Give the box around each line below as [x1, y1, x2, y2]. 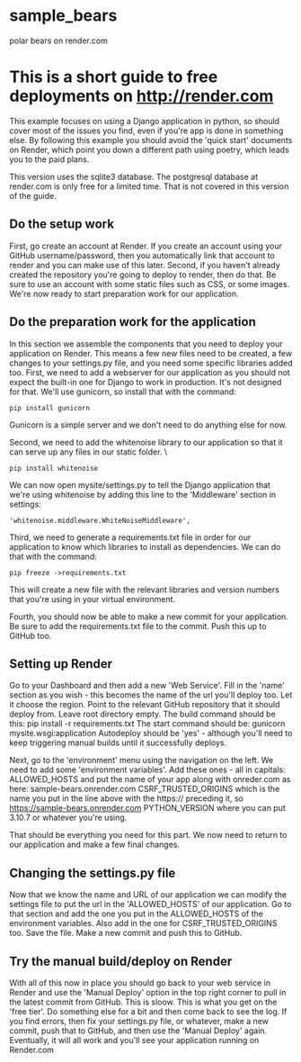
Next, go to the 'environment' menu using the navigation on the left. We [9, 755, 274, 766]
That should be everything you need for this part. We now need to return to [9, 830, 288, 841]
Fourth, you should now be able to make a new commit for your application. [9, 611, 289, 622]
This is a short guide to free [9, 67, 218, 87]
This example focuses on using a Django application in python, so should [9, 115, 280, 126]
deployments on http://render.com [9, 86, 274, 106]
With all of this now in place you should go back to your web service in [9, 977, 271, 988]
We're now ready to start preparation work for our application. [9, 288, 239, 299]
